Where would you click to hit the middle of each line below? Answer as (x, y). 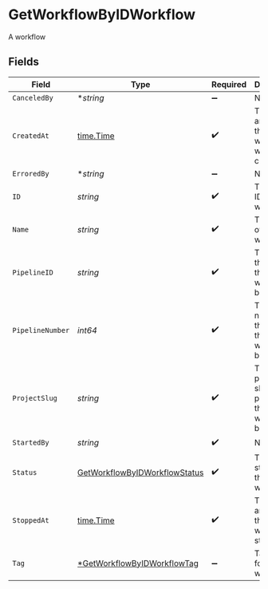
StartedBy (31, 443)
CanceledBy (33, 98)
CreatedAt (31, 136)
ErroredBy (31, 174)
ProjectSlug (35, 398)
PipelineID (33, 272)
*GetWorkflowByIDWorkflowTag (138, 563)
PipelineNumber (41, 330)
